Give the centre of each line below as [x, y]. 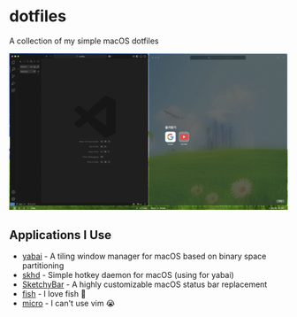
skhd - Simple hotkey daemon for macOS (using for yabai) [128, 275]
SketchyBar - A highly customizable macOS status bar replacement [145, 284]
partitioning [43, 266]
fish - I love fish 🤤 [54, 294]
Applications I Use [61, 235]
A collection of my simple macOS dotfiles [84, 41]
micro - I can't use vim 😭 [69, 304]
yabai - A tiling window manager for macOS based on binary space [144, 256]
